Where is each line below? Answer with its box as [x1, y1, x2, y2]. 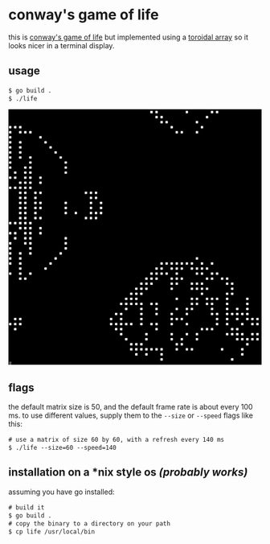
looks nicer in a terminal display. [8, 40, 115, 50]
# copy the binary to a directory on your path [8, 519, 171, 528]
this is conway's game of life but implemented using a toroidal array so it [8, 32, 249, 42]
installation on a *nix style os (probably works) [8, 465, 248, 480]
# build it [8, 503, 45, 512]
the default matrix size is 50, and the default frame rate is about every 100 [8, 402, 253, 412]
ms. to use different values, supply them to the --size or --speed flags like [8, 410, 253, 420]
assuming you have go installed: [8, 487, 115, 497]
